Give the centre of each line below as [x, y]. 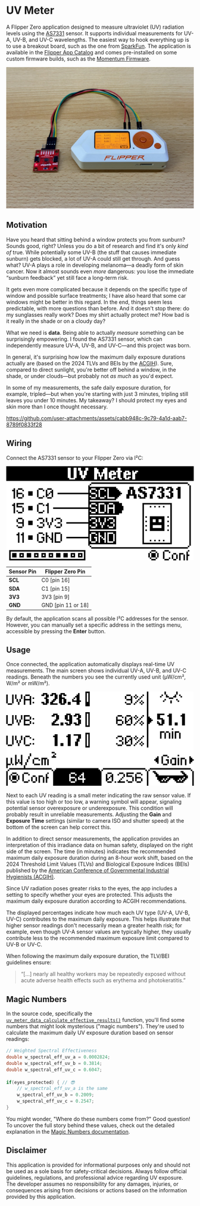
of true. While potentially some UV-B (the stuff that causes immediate [91, 252]
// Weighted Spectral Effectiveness [51, 1051]
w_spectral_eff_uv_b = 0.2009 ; [56, 1095]
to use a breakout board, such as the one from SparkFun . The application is [99, 46]
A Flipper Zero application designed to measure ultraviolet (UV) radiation [95, 27]
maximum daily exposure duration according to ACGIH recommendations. [96, 901]
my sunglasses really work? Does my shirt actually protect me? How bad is [98, 315]
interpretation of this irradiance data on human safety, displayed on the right [100, 845]
